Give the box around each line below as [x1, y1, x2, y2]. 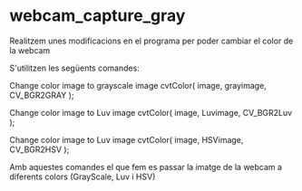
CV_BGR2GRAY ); [9, 90, 74, 100]
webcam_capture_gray [9, 5, 186, 26]
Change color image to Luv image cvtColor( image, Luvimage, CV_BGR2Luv [9, 107, 293, 118]
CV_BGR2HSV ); [9, 144, 70, 155]
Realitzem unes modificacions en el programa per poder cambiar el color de [9, 35, 294, 46]
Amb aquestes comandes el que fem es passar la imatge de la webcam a [9, 161, 283, 172]
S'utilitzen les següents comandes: [9, 62, 141, 73]
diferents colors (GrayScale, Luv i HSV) [9, 171, 156, 182]
